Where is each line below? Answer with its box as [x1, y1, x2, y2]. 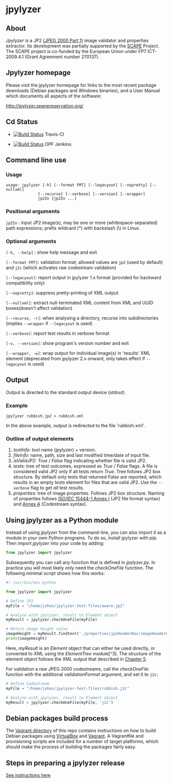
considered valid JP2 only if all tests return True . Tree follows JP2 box [13, 469, 161, 475]
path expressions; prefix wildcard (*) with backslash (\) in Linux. [6, 225, 140, 231]
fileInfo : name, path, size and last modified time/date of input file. [13, 452, 151, 458]
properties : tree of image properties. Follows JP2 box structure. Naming [13, 490, 165, 496]
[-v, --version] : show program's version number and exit [6, 340, 129, 346]
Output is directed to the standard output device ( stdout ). [6, 389, 127, 395]
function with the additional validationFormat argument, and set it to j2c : [6, 671, 158, 677]
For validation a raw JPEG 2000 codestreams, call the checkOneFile [6, 666, 149, 672]
